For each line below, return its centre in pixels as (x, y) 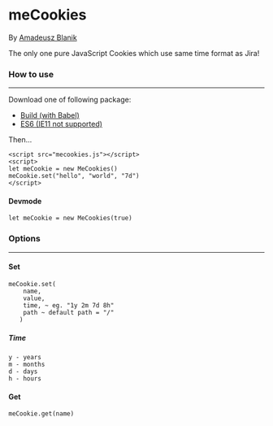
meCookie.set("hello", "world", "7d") (74, 176)
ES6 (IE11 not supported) (61, 124)
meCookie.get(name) (41, 414)
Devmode (25, 201)
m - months (27, 364)
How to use (31, 74)
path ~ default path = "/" (69, 312)
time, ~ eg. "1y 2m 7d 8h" (69, 305)
